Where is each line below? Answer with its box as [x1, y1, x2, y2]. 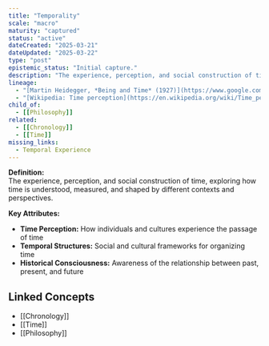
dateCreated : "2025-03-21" [8, 42, 98, 50]
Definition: [8, 167, 45, 177]
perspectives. [8, 193, 54, 203]
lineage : [8, 78, 38, 86]
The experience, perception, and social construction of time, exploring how [8, 176, 257, 186]
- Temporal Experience [15, 146, 91, 154]
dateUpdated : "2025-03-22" [8, 49, 98, 57]
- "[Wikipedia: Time [15, 94, 84, 102]
